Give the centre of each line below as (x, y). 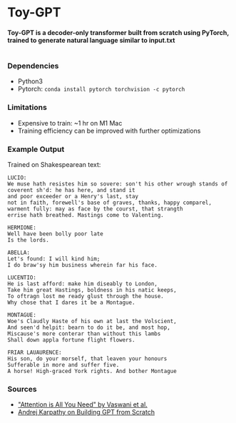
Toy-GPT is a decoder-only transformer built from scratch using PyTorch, (118, 32)
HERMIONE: (22, 228)
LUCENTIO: (22, 277)
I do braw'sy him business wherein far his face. (83, 265)
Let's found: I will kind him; (54, 259)
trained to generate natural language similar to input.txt (91, 40)
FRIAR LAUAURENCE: (35, 352)
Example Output (36, 149)
